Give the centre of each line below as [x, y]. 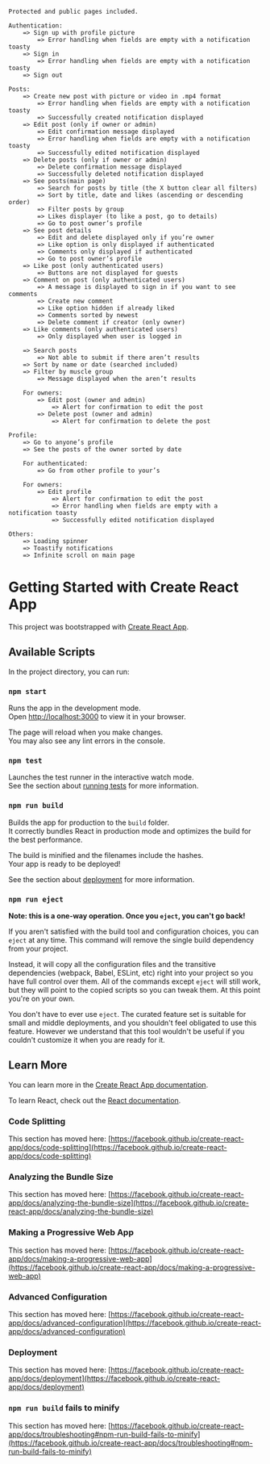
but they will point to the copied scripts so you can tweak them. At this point [134, 989]
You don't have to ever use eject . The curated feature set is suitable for [127, 1014]
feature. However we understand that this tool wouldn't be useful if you [127, 1031]
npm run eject [36, 899]
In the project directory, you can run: [69, 671]
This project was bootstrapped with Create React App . [99, 626]
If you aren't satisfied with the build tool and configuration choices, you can [134, 931]
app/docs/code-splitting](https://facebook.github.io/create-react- [118, 1148]
